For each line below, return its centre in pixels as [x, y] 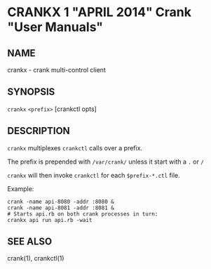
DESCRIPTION [39, 131]
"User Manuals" [55, 27]
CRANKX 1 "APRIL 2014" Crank [99, 12]
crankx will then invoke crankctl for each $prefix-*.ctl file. [94, 175]
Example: [21, 189]
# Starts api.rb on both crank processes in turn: [83, 214]
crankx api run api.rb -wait [50, 220]
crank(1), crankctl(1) [36, 258]
